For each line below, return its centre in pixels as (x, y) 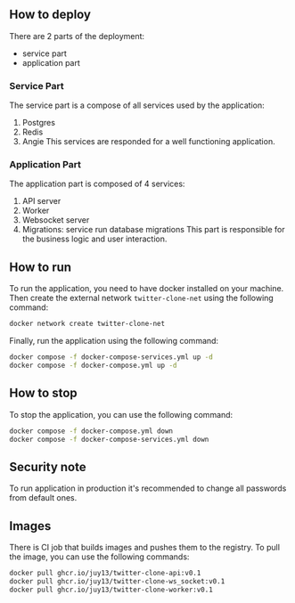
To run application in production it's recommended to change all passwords (148, 488)
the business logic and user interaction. (94, 239)
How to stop (43, 393)
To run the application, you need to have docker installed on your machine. (147, 289)
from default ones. (43, 498)
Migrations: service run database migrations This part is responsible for (153, 230)
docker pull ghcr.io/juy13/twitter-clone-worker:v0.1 (111, 590)
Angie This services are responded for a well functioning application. (148, 142)
